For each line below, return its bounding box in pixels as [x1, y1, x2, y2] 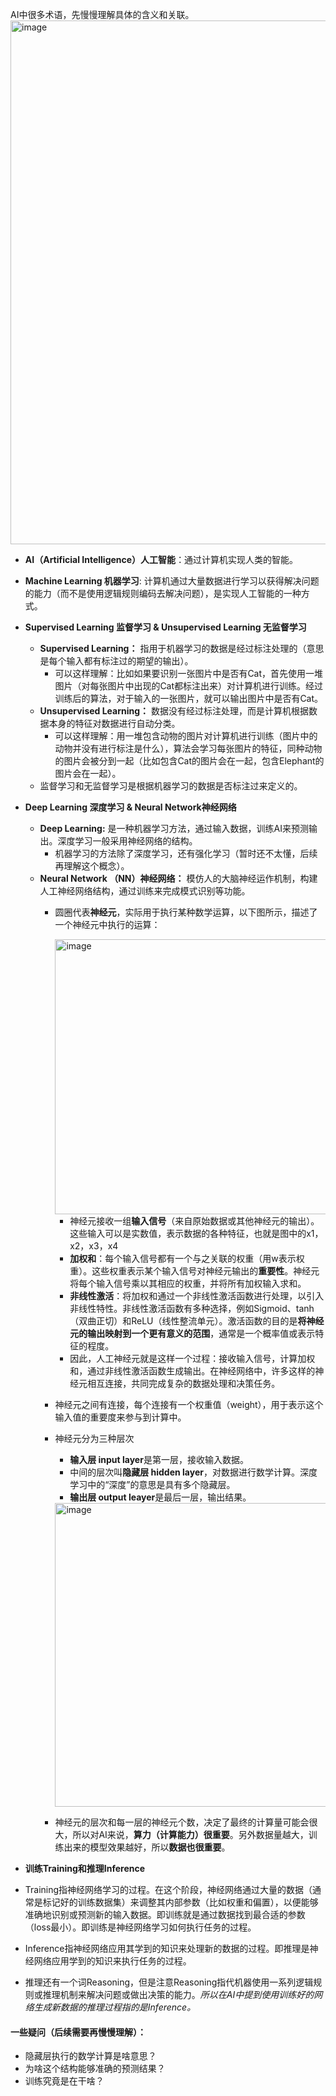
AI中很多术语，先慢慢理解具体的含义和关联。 [10, 9, 195, 20]
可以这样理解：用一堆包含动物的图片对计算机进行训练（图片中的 [54, 730, 318, 742]
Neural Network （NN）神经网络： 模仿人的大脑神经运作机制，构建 [39, 873, 318, 884]
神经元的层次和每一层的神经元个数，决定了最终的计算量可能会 [54, 1816, 310, 1828]
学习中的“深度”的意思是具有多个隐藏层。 [69, 1479, 236, 1490]
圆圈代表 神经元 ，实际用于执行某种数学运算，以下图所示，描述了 [54, 906, 318, 918]
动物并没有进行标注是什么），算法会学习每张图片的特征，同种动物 [54, 743, 323, 754]
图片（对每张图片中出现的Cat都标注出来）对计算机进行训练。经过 [54, 680, 324, 692]
